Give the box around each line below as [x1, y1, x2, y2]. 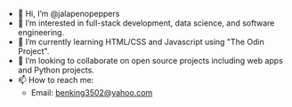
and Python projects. [17, 65, 95, 75]
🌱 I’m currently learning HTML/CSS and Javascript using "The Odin [17, 36, 264, 47]
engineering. [17, 27, 65, 37]
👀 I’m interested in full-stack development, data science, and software [17, 18, 275, 28]
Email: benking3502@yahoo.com [30, 88, 153, 97]
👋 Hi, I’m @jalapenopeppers [17, 9, 120, 19]
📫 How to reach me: [17, 75, 94, 85]
